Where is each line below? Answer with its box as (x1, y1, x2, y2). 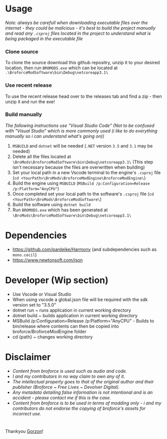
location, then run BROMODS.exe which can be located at (5, 65, 118, 71)
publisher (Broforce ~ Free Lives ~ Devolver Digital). (12, 384, 120, 390)
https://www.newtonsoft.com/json (12, 257, 83, 263)
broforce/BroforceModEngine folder (12, 328, 86, 334)
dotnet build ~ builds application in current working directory (12, 312, 138, 319)
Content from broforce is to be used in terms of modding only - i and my (12, 400, 161, 406)
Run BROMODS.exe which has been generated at (12, 207, 108, 213)
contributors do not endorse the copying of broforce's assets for (12, 405, 146, 411)
